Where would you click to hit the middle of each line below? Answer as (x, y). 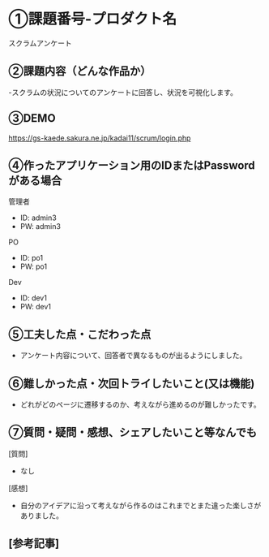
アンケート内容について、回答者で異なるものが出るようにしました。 (133, 356)
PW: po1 (33, 266)
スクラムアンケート (41, 43)
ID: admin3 (38, 218)
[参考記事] (34, 544)
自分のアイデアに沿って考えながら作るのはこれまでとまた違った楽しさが (141, 505)
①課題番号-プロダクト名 (93, 19)
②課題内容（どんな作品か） (80, 71)
